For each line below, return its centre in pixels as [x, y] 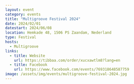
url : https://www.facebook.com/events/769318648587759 [72, 70]
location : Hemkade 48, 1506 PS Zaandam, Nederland [58, 33]
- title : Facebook [29, 65]
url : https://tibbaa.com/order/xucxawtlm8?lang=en [67, 60]
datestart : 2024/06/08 [28, 28]
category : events [23, 14]
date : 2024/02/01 [23, 23]
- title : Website [27, 56]
